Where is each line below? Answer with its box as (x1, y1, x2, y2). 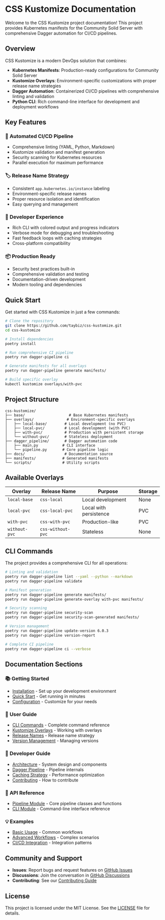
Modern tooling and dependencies (12, 282, 82, 288)
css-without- (40, 526, 70, 532)
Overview (5, 44, 36, 53)
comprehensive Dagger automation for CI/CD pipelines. (5, 30, 117, 36)
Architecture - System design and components (12, 761, 107, 767)
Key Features (5, 118, 47, 127)
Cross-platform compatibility (12, 240, 71, 246)
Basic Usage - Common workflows (12, 829, 83, 835)
